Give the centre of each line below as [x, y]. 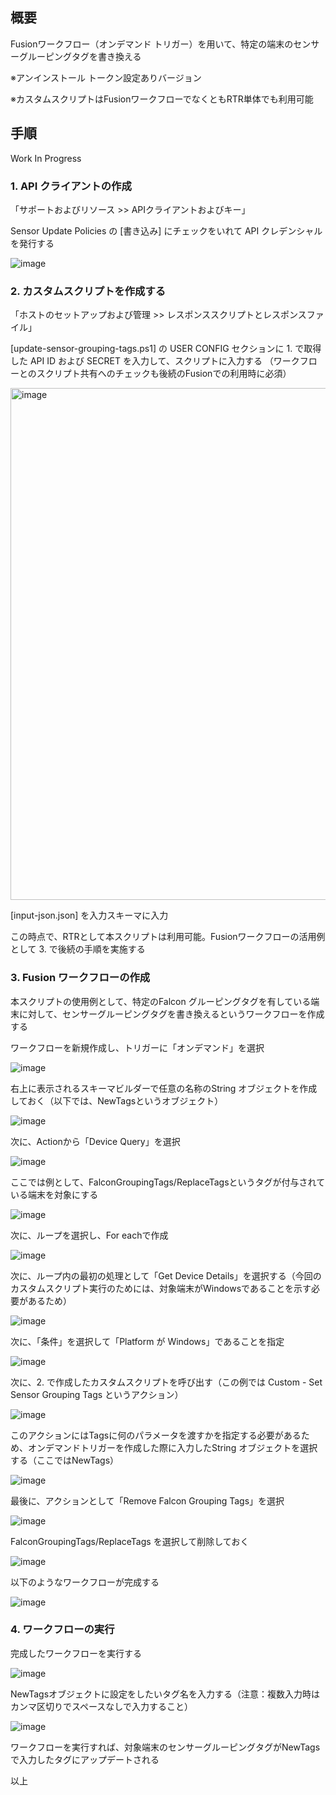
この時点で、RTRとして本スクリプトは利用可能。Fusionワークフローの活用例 [168, 937]
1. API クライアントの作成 [71, 186]
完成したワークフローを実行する [76, 1653]
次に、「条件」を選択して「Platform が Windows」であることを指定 [147, 1341]
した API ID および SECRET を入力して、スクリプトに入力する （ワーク [155, 361]
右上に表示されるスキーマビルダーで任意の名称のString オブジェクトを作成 [164, 1088]
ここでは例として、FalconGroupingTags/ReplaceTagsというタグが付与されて [168, 1182]
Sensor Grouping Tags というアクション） [97, 1394]
